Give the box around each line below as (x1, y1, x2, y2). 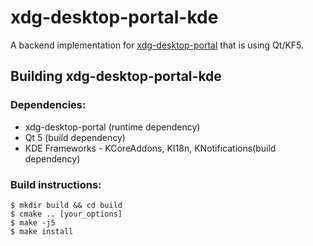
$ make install (10, 226, 74, 236)
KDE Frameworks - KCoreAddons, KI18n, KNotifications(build (24, 142, 277, 154)
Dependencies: (10, 98, 87, 112)
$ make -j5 (10, 217, 56, 228)
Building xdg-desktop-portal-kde (10, 68, 222, 85)
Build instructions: (10, 177, 102, 191)
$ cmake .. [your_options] (10, 209, 123, 219)
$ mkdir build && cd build (10, 200, 123, 210)
